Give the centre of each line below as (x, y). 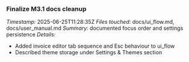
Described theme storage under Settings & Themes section (88, 52)
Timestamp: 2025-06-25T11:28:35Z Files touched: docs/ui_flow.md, (90, 22)
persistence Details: (31, 35)
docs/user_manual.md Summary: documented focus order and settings (95, 28)
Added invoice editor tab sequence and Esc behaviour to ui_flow (95, 46)
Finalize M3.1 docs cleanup (46, 9)
